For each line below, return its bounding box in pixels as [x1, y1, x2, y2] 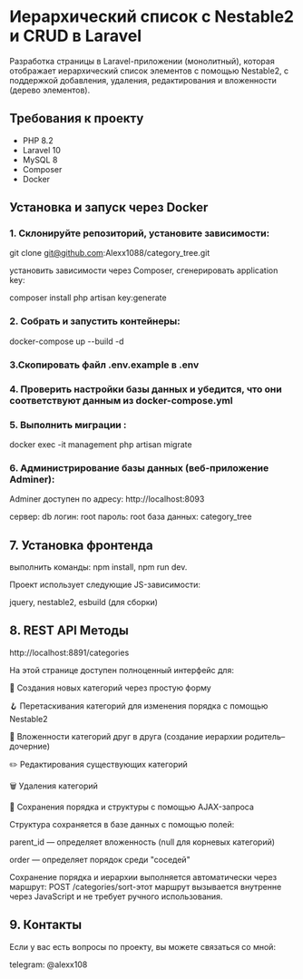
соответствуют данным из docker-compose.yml [9, 394, 233, 406]
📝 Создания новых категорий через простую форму [9, 682, 211, 693]
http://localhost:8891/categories [9, 647, 130, 658]
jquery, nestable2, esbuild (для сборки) [9, 596, 159, 607]
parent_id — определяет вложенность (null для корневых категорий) [9, 837, 275, 847]
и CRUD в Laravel [9, 25, 142, 46]
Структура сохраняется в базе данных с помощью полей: [9, 818, 235, 829]
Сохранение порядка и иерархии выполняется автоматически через [9, 871, 278, 882]
